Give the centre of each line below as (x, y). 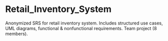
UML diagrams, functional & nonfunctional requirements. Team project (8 (81, 28)
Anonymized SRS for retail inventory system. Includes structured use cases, (84, 23)
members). (17, 33)
